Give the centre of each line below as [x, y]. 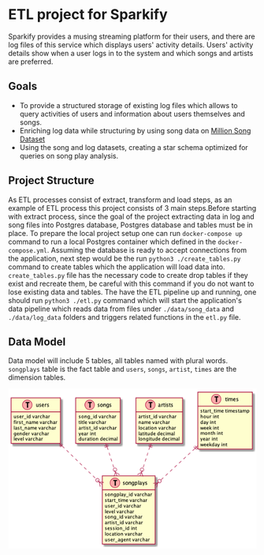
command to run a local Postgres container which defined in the [112, 242]
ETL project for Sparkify [88, 15]
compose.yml [28, 250]
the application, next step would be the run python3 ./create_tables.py [125, 258]
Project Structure [51, 180]
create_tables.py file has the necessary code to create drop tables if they [128, 275]
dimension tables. [37, 377]
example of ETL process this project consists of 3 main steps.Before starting [132, 208]
